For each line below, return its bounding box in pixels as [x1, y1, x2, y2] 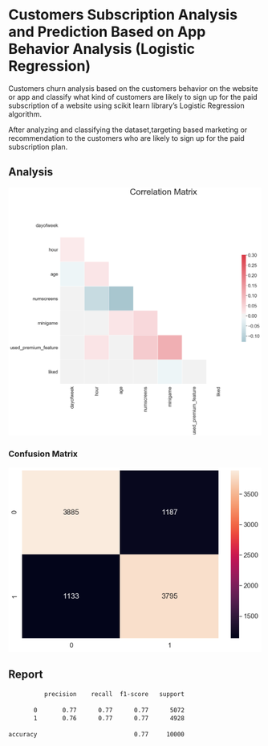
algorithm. [8, 109, 43, 118]
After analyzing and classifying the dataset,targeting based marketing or [8, 125, 248, 134]
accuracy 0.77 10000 [8, 730, 185, 738]
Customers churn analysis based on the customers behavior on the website [8, 83, 258, 93]
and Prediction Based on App [8, 23, 206, 41]
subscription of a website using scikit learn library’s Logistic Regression [8, 101, 245, 110]
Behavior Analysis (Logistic [8, 40, 195, 58]
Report [8, 668, 43, 682]
